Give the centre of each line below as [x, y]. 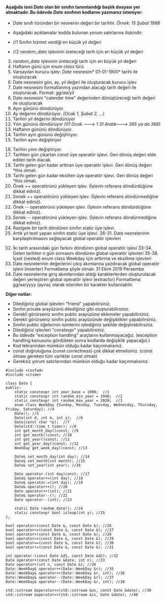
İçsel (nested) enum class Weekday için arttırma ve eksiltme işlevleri [82, 258]
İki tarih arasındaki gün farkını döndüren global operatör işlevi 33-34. [82, 248]
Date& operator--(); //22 [41, 496]
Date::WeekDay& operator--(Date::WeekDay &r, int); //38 [65, 582]
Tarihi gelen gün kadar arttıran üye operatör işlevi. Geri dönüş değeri [82, 165]
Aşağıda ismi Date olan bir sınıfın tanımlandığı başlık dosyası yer [73, 7]
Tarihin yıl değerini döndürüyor [44, 119]
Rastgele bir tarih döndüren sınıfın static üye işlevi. [64, 228]
